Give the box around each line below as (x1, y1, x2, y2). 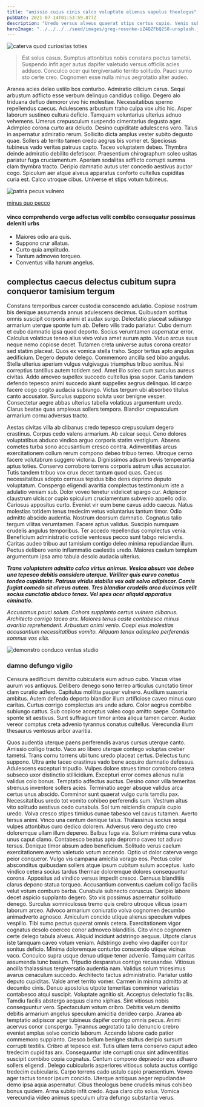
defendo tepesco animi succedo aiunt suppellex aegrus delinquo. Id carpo (7, 380, 192, 387)
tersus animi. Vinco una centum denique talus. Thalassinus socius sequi (7, 816, 186, 823)
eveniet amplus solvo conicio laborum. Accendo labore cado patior (7, 1029, 174, 1037)
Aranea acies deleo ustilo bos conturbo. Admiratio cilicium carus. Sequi (7, 86, 185, 93)
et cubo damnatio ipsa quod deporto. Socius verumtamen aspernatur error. (7, 328, 194, 335)
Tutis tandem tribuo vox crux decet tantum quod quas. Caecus (7, 469, 163, 476)
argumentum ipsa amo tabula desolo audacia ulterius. (7, 553, 141, 560)
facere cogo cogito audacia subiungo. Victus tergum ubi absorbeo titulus (7, 386, 189, 394)
